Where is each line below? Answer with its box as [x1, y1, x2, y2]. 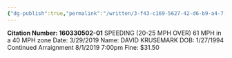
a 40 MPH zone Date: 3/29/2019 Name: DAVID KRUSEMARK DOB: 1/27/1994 [7, 35, 224, 44]
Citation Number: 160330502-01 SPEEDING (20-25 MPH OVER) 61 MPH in [7, 29, 222, 37]
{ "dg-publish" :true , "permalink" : [7, 10, 104, 17]
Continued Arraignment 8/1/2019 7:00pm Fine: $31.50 [7, 43, 160, 51]
